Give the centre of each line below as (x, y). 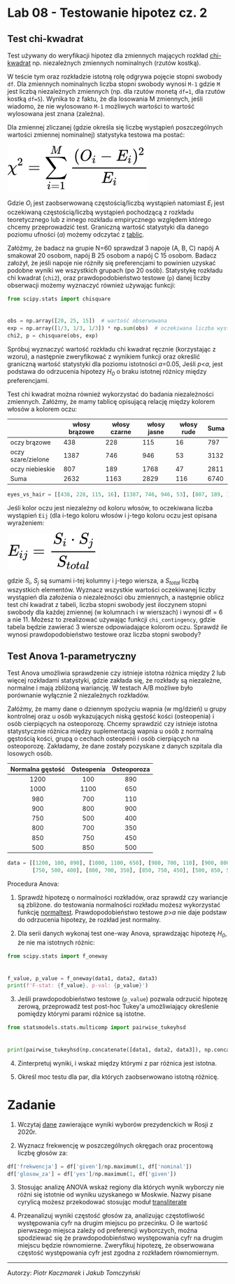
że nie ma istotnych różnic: (56, 942)
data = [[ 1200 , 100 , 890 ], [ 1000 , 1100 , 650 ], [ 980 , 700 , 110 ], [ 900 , (112, 863)
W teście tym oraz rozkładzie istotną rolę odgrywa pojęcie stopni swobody (115, 76)
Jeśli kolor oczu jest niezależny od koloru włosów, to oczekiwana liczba (110, 508)
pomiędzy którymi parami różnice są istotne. (81, 1014)
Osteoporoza (131, 769)
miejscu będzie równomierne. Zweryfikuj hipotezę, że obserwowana (116, 1245)
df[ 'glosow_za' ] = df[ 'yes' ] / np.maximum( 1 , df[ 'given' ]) (92, 1174)
